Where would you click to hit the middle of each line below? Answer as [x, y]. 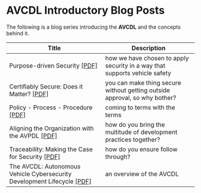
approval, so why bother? [141, 97]
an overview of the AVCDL [142, 174]
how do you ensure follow [141, 149]
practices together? [133, 139]
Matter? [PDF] [29, 94]
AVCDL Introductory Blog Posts [86, 10]
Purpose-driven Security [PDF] [53, 65]
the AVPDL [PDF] [33, 136]
